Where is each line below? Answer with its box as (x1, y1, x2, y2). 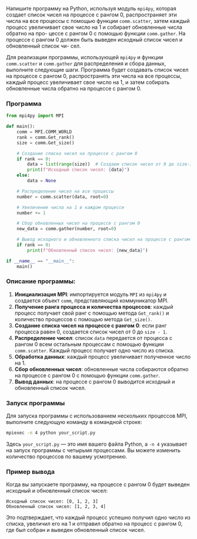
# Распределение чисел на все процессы (16, 188, 114, 194)
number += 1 (16, 210, 46, 216)
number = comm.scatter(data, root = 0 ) (16, 194, 109, 200)
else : (16, 173, 30, 178)
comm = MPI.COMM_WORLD (16, 129, 72, 135)
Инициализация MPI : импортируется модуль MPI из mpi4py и (14, 291, 167, 298)
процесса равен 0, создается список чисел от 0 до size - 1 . (14, 328, 168, 335)
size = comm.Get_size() (16, 140, 75, 146)
